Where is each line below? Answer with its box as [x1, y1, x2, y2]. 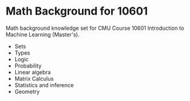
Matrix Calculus [14, 75, 54, 82]
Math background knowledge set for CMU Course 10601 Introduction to [5, 24, 185, 32]
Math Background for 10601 [5, 4, 148, 18]
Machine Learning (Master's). [5, 30, 80, 38]
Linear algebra [14, 68, 51, 75]
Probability [14, 62, 42, 69]
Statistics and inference [14, 81, 74, 89]
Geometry [14, 88, 40, 95]
